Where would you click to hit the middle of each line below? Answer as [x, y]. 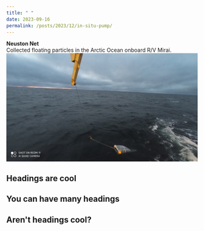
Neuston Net [23, 44]
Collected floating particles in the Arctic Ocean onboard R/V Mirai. [89, 50]
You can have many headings [63, 199]
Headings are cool [42, 178]
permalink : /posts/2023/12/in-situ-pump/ [59, 26]
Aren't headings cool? [49, 220]
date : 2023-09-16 [28, 19]
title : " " [20, 13]
